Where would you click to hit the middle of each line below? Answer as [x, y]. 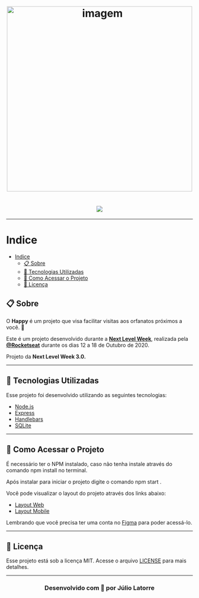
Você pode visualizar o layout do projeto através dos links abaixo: [86, 493]
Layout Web [29, 504]
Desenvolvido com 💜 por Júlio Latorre [99, 588]
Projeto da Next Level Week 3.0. [46, 356]
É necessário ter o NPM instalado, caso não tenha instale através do [89, 464]
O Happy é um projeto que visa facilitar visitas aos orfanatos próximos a [94, 321]
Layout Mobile [32, 511]
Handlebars [29, 419]
